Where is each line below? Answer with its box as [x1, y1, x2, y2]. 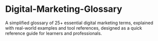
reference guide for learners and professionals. [5, 30, 102, 36]
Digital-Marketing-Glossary [5, 3, 123, 15]
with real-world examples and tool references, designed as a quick [5, 25, 143, 31]
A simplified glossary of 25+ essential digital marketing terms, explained [5, 20, 154, 26]
